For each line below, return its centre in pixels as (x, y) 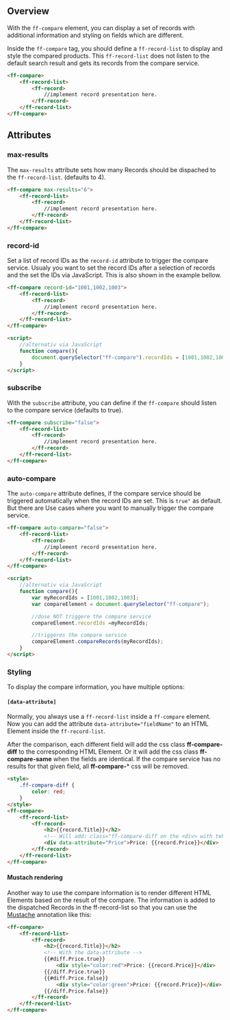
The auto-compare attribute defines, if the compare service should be (104, 494)
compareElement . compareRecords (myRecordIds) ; (98, 642)
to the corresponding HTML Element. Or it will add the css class (108, 752)
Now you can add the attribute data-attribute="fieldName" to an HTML (108, 724)
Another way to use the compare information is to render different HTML (109, 892)
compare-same (30, 759)
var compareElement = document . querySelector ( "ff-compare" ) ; (121, 604)
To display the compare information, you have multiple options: (96, 687)
